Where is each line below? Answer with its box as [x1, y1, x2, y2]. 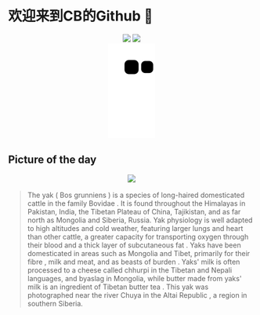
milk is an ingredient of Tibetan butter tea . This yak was [27, 282, 209, 291]
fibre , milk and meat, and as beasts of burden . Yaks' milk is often [27, 257, 240, 266]
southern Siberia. [27, 299, 84, 308]
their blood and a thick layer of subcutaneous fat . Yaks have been [27, 240, 241, 250]
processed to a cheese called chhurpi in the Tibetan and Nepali [27, 265, 233, 275]
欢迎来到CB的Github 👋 [8, 7, 153, 25]
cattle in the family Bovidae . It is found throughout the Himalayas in [27, 198, 246, 208]
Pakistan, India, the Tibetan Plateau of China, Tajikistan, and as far [27, 207, 241, 216]
